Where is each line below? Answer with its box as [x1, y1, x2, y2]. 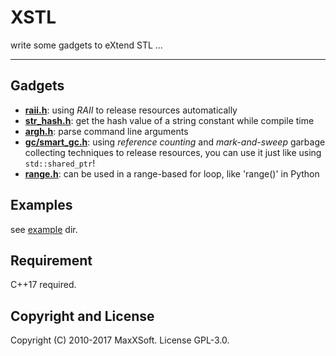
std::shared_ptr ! [24, 157, 96, 169]
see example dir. [10, 223, 78, 235]
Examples [10, 197, 73, 214]
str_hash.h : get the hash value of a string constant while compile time [24, 114, 315, 126]
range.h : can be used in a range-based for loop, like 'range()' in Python [24, 167, 320, 180]
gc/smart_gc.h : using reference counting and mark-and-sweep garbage [24, 136, 326, 148]
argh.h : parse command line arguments [24, 125, 189, 137]
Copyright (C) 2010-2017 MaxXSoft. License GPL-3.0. [10, 334, 230, 346]
